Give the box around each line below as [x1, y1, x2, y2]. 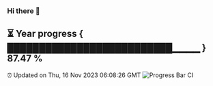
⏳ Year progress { [7, 28, 84, 40]
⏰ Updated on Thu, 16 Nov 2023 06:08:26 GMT [7, 71, 141, 79]
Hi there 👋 [7, 6, 41, 16]
